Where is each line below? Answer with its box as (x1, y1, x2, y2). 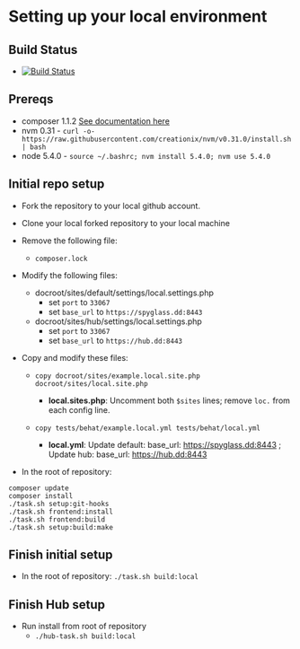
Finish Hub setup (8, 597, 105, 612)
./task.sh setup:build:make (8, 522, 114, 531)
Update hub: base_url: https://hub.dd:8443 (48, 449, 207, 460)
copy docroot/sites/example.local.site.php (34, 371, 201, 381)
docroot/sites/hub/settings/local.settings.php (34, 316, 203, 327)
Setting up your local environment (8, 6, 268, 27)
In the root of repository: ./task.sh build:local (21, 571, 199, 582)
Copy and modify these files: (21, 352, 128, 363)
